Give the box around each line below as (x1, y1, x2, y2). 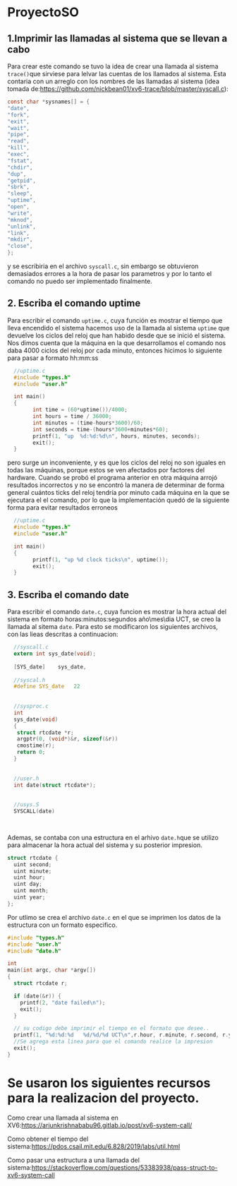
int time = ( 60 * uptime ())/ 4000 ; (32, 407, 128, 414)
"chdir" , (7, 164, 33, 171)
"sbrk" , (7, 184, 30, 191)
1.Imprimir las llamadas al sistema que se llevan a (7, 32, 228, 44)
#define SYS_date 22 (13, 683, 80, 690)
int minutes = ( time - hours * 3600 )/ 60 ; (32, 419, 143, 426)
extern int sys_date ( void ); (13, 650, 97, 657)
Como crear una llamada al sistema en (7, 1113, 119, 1122)
